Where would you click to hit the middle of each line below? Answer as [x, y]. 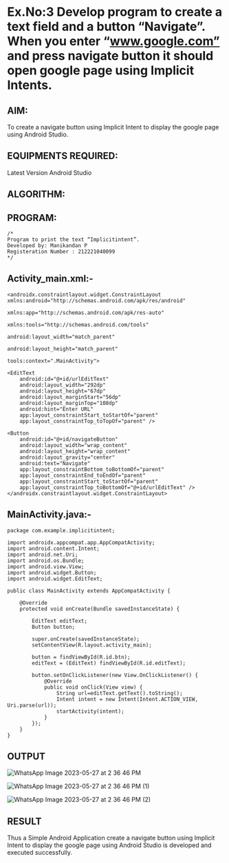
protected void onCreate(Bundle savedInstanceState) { [100, 609]
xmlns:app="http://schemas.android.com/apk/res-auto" [86, 313]
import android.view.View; [46, 566]
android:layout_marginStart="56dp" [70, 397]
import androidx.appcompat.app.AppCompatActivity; [81, 542]
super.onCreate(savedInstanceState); [86, 639]
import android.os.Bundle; [46, 561]
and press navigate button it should [110, 56]
